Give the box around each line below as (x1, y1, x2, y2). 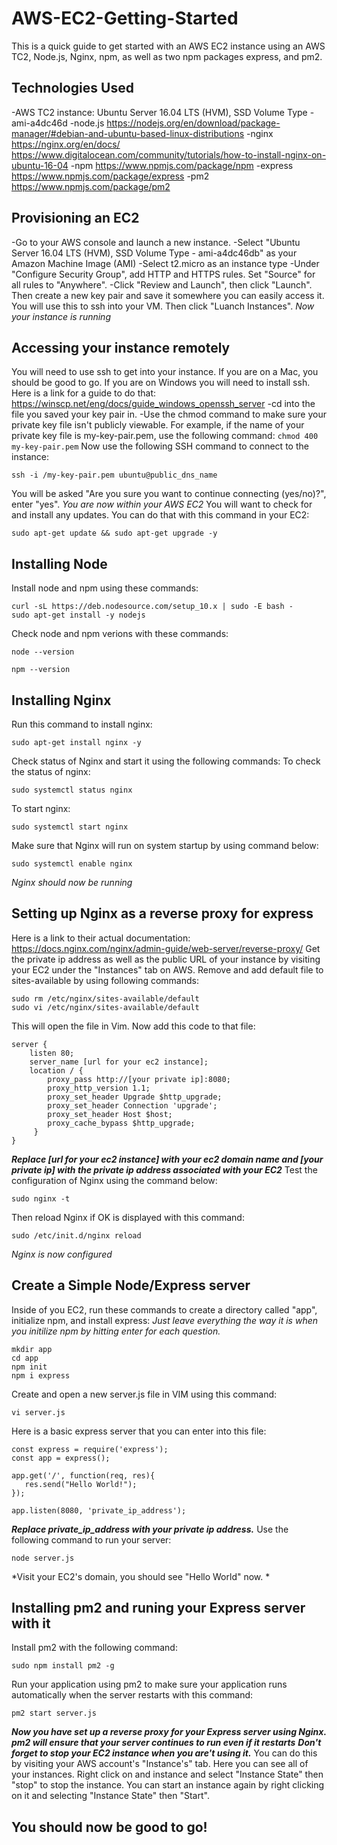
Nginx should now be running (11, 877, 133, 888)
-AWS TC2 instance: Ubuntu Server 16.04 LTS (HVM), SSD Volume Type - (11, 106, 315, 118)
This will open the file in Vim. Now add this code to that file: (11, 1020, 256, 1032)
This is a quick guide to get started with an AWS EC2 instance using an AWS (11, 40, 326, 52)
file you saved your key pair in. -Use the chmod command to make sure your (11, 408, 327, 421)
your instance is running (11, 310, 111, 322)
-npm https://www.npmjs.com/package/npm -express (70, 159, 294, 171)
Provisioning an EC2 (11, 210, 140, 227)
